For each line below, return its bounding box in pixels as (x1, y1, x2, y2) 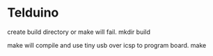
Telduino (7, 5, 59, 21)
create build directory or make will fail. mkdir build (7, 28, 151, 36)
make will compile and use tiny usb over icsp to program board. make (7, 41, 207, 49)
